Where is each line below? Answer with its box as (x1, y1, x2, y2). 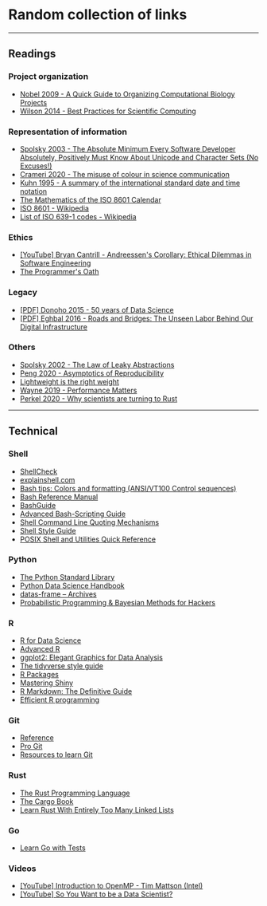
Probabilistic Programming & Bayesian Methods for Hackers (19, 597, 216, 607)
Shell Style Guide (19, 526, 77, 535)
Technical (8, 424, 58, 438)
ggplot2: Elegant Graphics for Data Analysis (19, 652, 163, 663)
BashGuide (19, 500, 56, 510)
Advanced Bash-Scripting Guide (19, 509, 126, 518)
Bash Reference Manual (19, 492, 99, 502)
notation (19, 186, 48, 196)
